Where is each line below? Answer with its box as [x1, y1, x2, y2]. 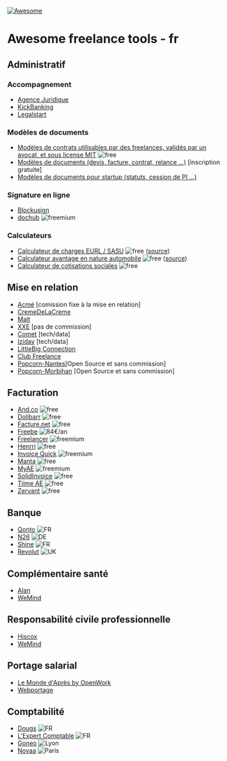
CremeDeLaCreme [17, 307, 71, 316]
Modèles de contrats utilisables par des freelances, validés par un [17, 143, 207, 152]
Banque [7, 507, 42, 519]
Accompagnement [7, 79, 72, 89]
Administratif [7, 58, 66, 70]
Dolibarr [17, 413, 41, 421]
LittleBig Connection [17, 345, 76, 353]
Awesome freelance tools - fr [7, 31, 179, 47]
